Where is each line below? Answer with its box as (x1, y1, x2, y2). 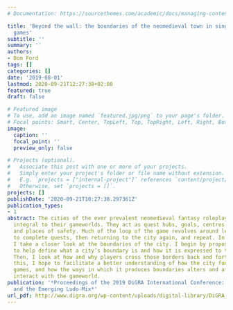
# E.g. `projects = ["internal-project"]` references (7, 176, 172, 183)
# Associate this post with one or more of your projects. (7, 163, 188, 170)
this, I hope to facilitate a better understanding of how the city (13, 260, 216, 267)
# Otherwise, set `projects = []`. (7, 183, 116, 190)
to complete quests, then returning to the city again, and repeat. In (13, 234, 225, 241)
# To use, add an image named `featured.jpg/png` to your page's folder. (7, 112, 225, 120)
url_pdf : (7, 292, 33, 299)
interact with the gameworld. (13, 273, 101, 280)
